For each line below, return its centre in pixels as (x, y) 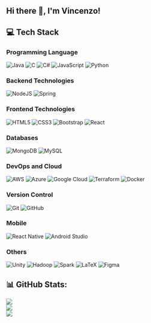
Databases (22, 138)
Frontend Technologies (41, 109)
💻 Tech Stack (33, 32)
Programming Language (42, 52)
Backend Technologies (40, 80)
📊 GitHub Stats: (37, 284)
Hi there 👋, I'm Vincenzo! (53, 11)
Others (16, 252)
